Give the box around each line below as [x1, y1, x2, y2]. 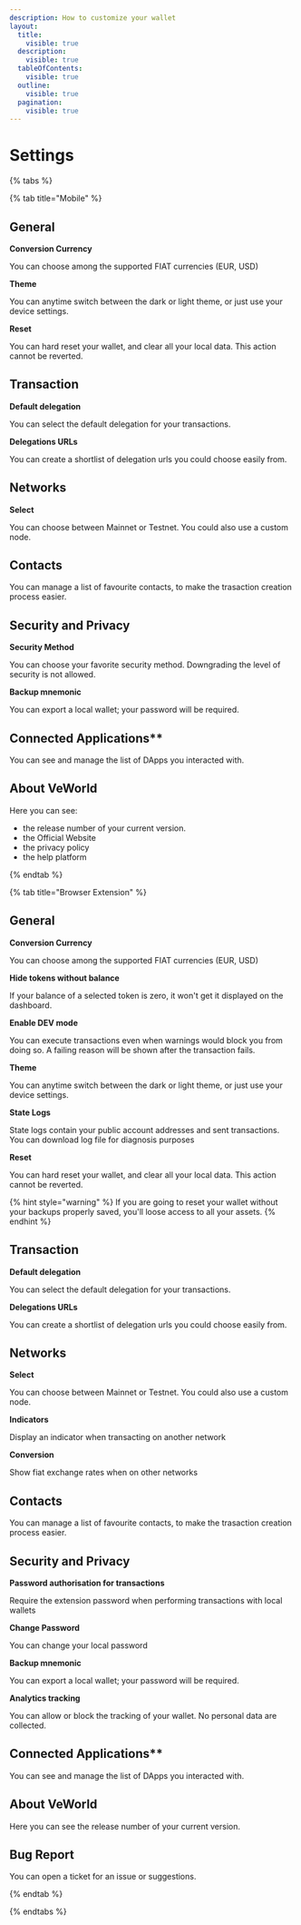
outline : [17, 81, 51, 90]
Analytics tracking [9, 1693, 81, 1703]
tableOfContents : [17, 64, 83, 74]
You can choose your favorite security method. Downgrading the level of [9, 659, 281, 670]
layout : [9, 22, 39, 31]
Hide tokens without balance [9, 972, 120, 983]
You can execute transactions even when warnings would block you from [9, 1034, 284, 1045]
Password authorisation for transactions [9, 1577, 165, 1588]
